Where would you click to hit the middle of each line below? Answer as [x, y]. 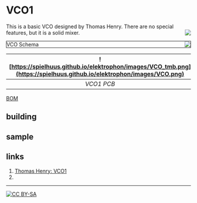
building [21, 117]
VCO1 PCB [100, 84]
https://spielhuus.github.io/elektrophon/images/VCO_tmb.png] [101, 66]
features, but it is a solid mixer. [43, 32]
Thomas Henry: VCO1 [40, 171]
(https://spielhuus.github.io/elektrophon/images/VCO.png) [100, 74]
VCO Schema [23, 44]
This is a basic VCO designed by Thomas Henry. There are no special [90, 26]
